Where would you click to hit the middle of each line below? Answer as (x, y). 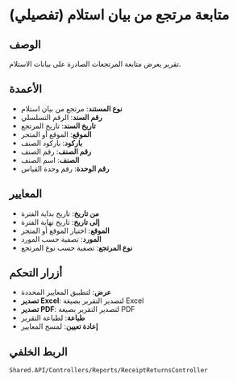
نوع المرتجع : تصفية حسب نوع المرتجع (77, 247)
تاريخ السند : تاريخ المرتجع (58, 126)
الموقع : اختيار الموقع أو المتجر (65, 230)
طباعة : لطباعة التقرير (53, 318)
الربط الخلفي (38, 352)
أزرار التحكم (36, 273)
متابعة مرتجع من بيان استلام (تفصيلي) (119, 15)
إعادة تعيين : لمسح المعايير (59, 326)
